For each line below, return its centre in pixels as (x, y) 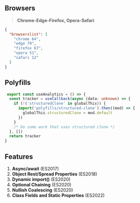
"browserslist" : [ (29, 34)
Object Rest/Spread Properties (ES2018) (54, 174)
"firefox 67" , (28, 48)
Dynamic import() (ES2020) (41, 179)
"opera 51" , (26, 53)
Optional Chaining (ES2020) (42, 184)
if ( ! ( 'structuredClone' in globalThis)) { (60, 104)
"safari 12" (26, 58)
